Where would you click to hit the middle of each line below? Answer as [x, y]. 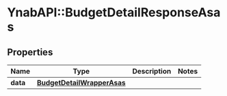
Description [152, 71]
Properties [30, 52]
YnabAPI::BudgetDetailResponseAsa [114, 13]
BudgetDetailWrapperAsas [81, 83]
